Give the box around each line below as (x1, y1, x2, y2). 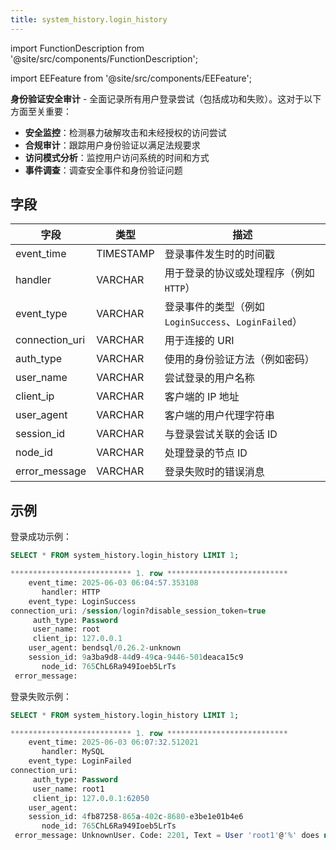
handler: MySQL (41, 747, 105, 757)
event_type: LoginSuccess (28, 596, 137, 606)
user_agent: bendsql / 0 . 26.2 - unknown (28, 643, 182, 653)
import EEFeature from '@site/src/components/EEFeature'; (10, 72, 252, 84)
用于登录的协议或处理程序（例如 (164, 266, 315, 280)
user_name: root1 (32, 784, 105, 794)
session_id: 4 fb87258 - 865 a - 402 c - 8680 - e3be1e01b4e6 (28, 812, 244, 822)
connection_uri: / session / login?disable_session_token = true (10, 606, 267, 616)
